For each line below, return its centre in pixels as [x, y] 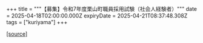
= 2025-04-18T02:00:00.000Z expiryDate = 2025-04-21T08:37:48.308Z [97, 16]
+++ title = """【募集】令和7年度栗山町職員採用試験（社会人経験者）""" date [101, 9]
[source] [17, 34]
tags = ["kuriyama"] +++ [37, 22]
